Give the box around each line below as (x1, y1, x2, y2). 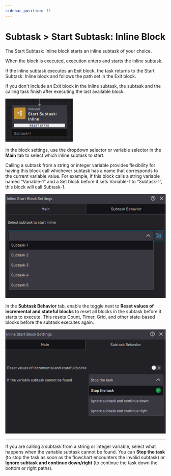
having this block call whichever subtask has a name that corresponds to (5, 168, 158, 174)
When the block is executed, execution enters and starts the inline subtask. (5, 58, 163, 64)
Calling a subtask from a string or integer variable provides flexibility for (5, 162, 156, 168)
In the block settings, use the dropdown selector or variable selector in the (5, 147, 161, 153)
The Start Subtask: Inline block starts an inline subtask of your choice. (5, 47, 152, 54)
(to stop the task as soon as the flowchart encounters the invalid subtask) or (5, 455, 165, 461)
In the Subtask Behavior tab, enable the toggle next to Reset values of (5, 303, 154, 309)
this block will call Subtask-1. (5, 184, 66, 190)
